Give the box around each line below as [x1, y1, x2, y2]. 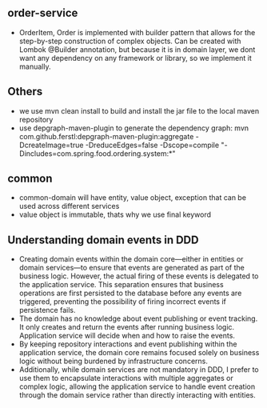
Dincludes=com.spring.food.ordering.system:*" [18, 148, 177, 158]
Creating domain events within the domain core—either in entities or [18, 254, 244, 264]
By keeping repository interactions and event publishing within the [18, 339, 237, 349]
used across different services [18, 202, 120, 211]
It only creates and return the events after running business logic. [18, 322, 235, 332]
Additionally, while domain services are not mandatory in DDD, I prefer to [18, 365, 259, 374]
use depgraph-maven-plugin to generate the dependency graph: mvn [18, 123, 249, 133]
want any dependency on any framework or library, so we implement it [18, 53, 253, 62]
